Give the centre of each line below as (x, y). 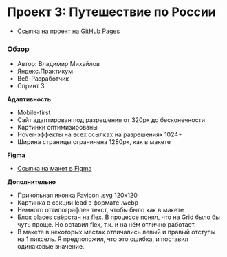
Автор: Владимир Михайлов (58, 64)
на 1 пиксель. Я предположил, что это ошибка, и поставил (102, 239)
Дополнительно (32, 182)
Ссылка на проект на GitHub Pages (68, 31)
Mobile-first (34, 113)
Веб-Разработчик (43, 79)
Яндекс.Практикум (45, 71)
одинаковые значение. (51, 247)
